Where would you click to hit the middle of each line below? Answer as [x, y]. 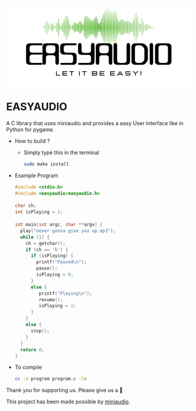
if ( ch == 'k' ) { [47, 250]
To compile [28, 367]
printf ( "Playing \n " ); [65, 293]
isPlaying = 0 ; [55, 275]
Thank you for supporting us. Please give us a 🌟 [65, 390]
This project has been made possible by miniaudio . [68, 402]
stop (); [40, 331]
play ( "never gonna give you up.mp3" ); [68, 231]
